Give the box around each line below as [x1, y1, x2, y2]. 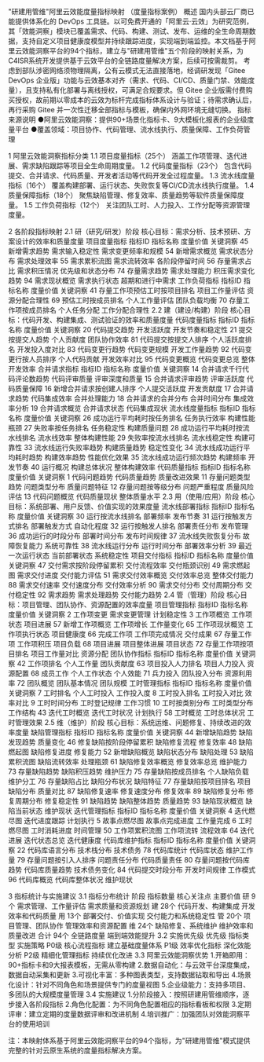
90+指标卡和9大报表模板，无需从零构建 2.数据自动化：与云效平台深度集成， [8, 961, 254, 969]
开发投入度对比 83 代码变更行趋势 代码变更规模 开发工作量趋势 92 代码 [16, 345, 246, 353]
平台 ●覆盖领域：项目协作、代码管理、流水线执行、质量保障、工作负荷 [14, 125, 244, 134]
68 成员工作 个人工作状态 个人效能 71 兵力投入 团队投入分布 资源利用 [30, 668, 253, 678]
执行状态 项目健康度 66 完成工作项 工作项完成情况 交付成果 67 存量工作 [21, 629, 252, 639]
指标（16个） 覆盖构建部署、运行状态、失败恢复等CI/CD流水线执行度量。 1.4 [8, 181, 255, 190]
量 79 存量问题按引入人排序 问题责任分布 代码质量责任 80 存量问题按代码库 [8, 855, 250, 864]
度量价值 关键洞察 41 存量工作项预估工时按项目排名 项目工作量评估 [30, 286, 246, 295]
